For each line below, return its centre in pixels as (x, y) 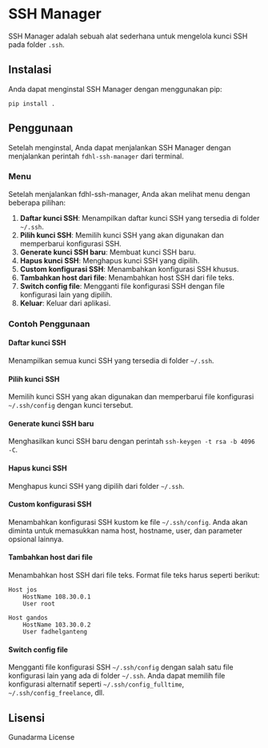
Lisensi (27, 718)
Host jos (23, 590)
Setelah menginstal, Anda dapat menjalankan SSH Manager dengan (120, 147)
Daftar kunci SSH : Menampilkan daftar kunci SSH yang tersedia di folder (140, 218)
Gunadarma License (42, 738)
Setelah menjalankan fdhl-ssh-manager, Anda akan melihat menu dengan (129, 194)
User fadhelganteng (55, 632)
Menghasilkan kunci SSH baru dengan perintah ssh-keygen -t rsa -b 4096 (132, 442)
